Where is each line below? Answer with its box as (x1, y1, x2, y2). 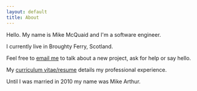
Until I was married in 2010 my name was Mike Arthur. (6, 78, 141, 85)
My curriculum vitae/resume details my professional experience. (6, 66, 167, 73)
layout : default (6, 8, 47, 15)
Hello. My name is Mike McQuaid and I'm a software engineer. (6, 31, 162, 38)
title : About (6, 14, 39, 20)
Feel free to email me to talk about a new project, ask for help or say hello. (6, 54, 192, 61)
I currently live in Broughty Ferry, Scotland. (6, 43, 113, 50)
